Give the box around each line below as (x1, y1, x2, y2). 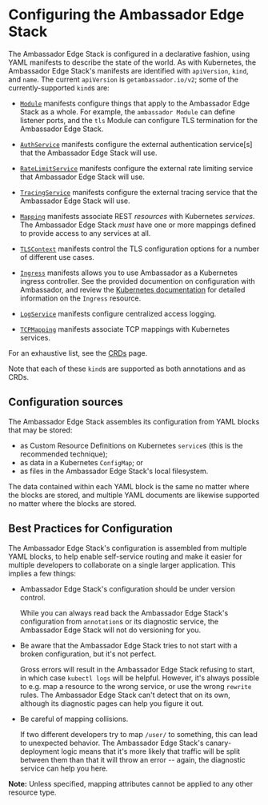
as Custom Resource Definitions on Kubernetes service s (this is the (19, 440, 243, 450)
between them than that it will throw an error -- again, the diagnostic (19, 755, 246, 764)
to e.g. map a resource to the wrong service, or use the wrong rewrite (19, 681, 252, 691)
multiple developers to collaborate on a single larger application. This (8, 560, 236, 569)
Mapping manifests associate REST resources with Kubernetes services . (19, 211, 255, 221)
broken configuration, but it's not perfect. (19, 649, 157, 659)
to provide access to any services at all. (19, 228, 151, 237)
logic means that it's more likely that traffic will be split (61, 746, 241, 756)
